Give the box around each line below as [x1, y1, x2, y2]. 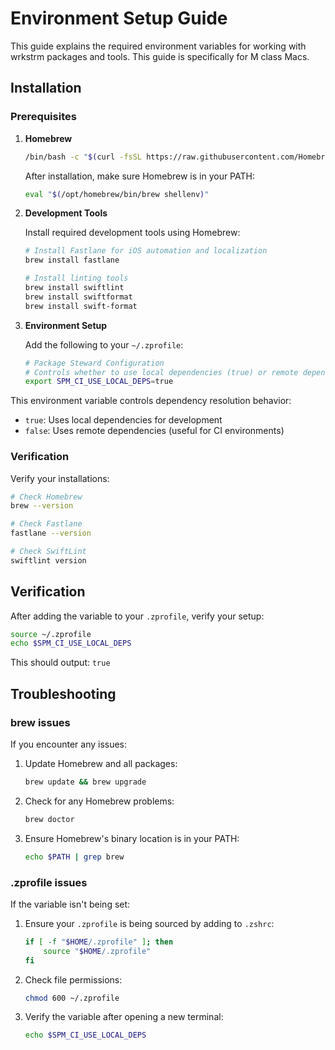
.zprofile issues [10, 875, 88, 889]
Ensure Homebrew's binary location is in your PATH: [24, 832, 240, 844]
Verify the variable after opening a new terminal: [24, 1011, 224, 1023]
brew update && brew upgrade [24, 777, 147, 787]
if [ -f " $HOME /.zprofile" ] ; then [24, 937, 174, 947]
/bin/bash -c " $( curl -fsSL [24, 152, 143, 162]
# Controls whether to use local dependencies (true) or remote [24, 367, 299, 377]
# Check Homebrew [10, 492, 83, 502]
